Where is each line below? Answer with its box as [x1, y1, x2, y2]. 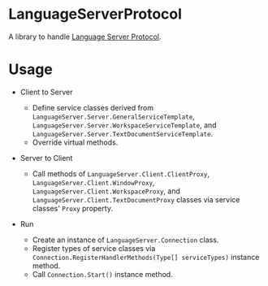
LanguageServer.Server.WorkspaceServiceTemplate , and [32, 119, 217, 130]
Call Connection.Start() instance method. [32, 269, 173, 279]
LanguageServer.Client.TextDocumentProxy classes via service [32, 194, 240, 204]
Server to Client [19, 153, 73, 162]
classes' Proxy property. [32, 203, 114, 213]
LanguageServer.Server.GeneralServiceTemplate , [32, 111, 195, 121]
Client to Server [19, 87, 73, 97]
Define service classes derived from [32, 102, 154, 112]
